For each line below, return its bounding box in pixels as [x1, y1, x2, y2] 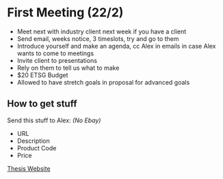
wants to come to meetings [16, 49, 94, 57]
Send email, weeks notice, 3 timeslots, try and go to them [16, 34, 179, 42]
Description [16, 137, 50, 145]
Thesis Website [7, 164, 51, 172]
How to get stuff [7, 98, 77, 110]
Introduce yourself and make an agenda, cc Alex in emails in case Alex [16, 42, 217, 50]
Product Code [16, 143, 57, 152]
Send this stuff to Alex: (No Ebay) [7, 116, 101, 124]
